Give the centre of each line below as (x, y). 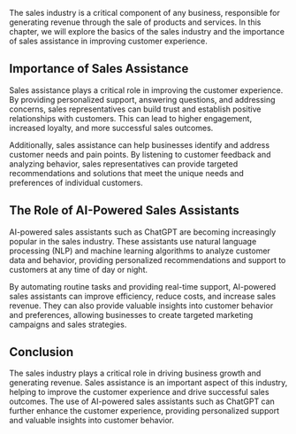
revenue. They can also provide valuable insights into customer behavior (141, 306)
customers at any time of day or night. (79, 269)
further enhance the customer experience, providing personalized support (144, 411)
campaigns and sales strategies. (68, 324)
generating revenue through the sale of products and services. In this (135, 22)
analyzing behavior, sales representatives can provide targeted (124, 164)
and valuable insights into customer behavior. (92, 421)
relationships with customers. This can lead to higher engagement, (131, 118)
